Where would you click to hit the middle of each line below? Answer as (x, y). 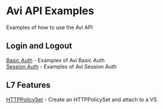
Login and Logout (39, 46)
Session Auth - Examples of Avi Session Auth (62, 66)
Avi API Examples (50, 11)
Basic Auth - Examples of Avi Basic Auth (56, 60)
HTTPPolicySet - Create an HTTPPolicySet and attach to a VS (81, 100)
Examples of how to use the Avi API (50, 27)
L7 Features (28, 85)
